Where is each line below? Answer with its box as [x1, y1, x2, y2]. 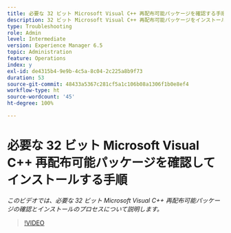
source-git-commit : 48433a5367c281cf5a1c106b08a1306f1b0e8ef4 [7, 81, 189, 88]
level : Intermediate [7, 36, 67, 43]
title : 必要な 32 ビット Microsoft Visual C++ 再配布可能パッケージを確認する [7, 10, 217, 17]
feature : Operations [7, 55, 67, 62]
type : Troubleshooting [7, 23, 72, 30]
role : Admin [7, 29, 41, 37]
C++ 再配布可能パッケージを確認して [7, 155, 215, 171]
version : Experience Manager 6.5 [7, 42, 103, 49]
